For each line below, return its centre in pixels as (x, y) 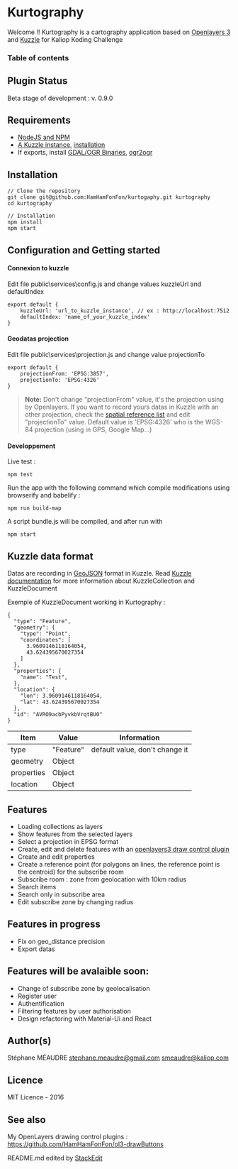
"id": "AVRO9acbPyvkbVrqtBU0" (58, 715)
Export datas (36, 949)
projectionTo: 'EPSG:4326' (60, 380)
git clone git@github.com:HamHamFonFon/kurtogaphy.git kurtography (109, 197)
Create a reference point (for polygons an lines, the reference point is (119, 864)
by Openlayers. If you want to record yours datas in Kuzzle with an (121, 407)
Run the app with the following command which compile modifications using (119, 488)
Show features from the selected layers (75, 834)
